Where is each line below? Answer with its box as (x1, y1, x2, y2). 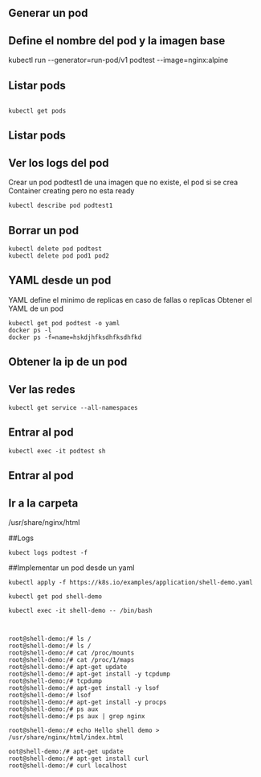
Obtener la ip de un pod (8, 355, 128, 369)
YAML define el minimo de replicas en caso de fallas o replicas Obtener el (8, 295, 253, 304)
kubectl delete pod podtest (8, 245, 103, 253)
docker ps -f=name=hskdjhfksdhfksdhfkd (8, 333, 142, 341)
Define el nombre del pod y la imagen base (8, 34, 226, 48)
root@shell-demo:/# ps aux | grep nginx (8, 713, 146, 721)
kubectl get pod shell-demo (8, 593, 103, 601)
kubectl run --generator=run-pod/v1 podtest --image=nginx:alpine (8, 56, 229, 65)
